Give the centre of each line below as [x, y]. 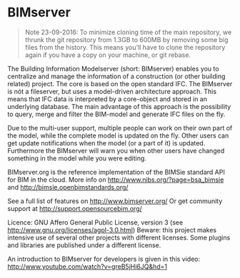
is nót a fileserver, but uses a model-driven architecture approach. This [112, 91]
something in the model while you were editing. [77, 158]
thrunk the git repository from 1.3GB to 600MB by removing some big [126, 39]
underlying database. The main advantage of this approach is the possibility [119, 106]
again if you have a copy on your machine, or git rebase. [108, 55]
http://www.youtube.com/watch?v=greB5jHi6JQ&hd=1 [87, 266]
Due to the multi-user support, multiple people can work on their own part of [120, 128]
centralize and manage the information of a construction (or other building [116, 76]
